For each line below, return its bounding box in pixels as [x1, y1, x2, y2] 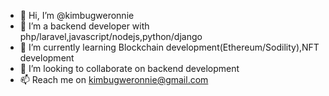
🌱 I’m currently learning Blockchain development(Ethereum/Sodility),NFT [19, 41, 320, 53]
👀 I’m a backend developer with [19, 20, 150, 32]
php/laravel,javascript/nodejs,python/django [19, 31, 203, 42]
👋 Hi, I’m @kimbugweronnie [19, 10, 135, 21]
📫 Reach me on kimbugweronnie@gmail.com [19, 74, 209, 85]
